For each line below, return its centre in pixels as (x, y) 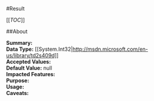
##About (17, 31)
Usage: (15, 87)
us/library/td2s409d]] (33, 55)
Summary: (19, 43)
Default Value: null (29, 68)
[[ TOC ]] (15, 20)
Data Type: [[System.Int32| (39, 49)
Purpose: (18, 80)
